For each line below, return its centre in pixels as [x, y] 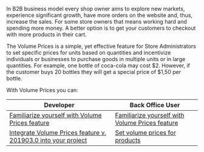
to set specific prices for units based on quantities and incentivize [89, 53]
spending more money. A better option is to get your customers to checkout [101, 28]
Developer [59, 105]
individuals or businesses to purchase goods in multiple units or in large [96, 59]
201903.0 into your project [48, 140]
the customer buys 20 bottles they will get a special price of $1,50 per [93, 72]
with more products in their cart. [46, 35]
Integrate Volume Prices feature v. [58, 133]
